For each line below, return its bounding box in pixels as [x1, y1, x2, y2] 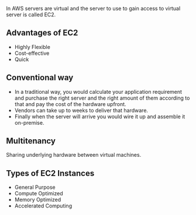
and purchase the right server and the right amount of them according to [14, 94, 190, 101]
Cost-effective [14, 50, 50, 57]
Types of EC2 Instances [6, 168, 95, 178]
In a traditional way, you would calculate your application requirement [14, 88, 183, 95]
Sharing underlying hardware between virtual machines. [6, 151, 142, 158]
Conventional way [6, 73, 74, 83]
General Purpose [14, 184, 56, 191]
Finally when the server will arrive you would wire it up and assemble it [14, 113, 185, 120]
